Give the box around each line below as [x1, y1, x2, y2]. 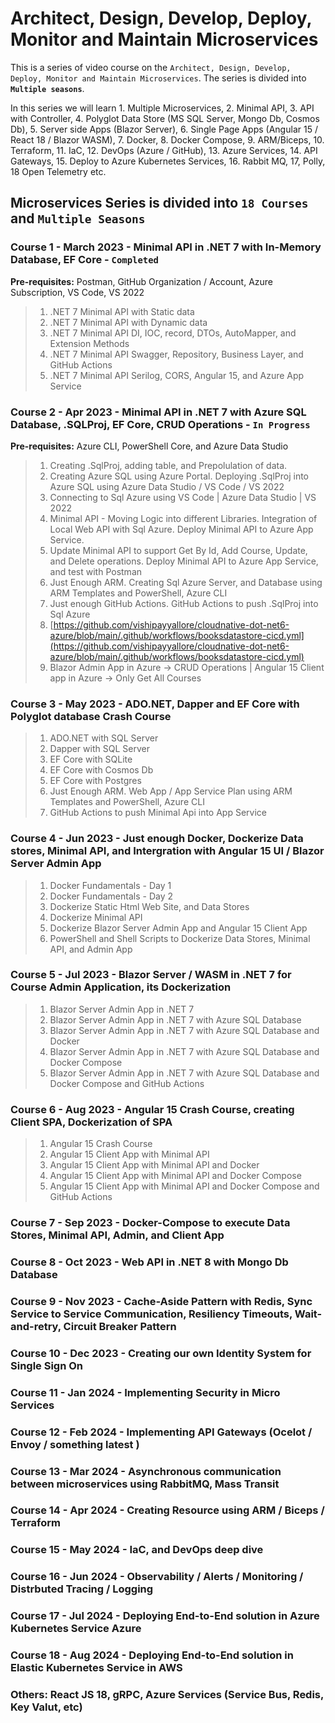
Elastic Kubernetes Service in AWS [10, 1661, 183, 1675]
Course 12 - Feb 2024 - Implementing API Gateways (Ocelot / [10, 1425, 313, 1439]
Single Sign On [10, 1358, 84, 1372]
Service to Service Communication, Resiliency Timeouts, [10, 1307, 293, 1321]
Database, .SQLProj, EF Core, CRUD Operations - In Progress [10, 417, 311, 431]
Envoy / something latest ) [10, 1437, 140, 1451]
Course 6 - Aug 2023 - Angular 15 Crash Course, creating [10, 1102, 295, 1116]
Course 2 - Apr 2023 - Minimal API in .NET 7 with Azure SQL [10, 405, 307, 419]
